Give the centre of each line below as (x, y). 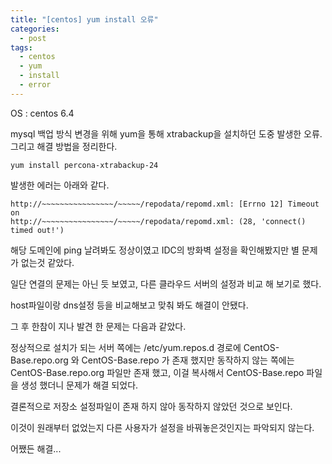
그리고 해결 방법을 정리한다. (64, 146)
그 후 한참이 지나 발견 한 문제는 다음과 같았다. (98, 326)
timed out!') (37, 230)
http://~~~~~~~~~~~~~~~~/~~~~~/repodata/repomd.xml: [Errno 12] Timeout (165, 204)
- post (33, 38)
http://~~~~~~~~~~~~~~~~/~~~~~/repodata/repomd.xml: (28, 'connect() (158, 221)
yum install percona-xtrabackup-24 (84, 165)
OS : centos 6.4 (42, 113)
